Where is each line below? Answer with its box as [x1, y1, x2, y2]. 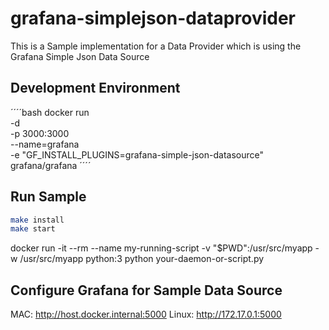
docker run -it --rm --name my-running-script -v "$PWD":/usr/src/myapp [10, 242, 313, 254]
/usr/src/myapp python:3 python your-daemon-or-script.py [19, 253, 265, 265]
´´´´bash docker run [10, 106, 90, 118]
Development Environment [10, 80, 181, 97]
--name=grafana [10, 138, 80, 150]
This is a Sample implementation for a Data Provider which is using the [10, 40, 302, 52]
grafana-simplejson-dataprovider [10, 7, 297, 30]
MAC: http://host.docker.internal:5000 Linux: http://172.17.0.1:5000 [10, 308, 282, 321]
